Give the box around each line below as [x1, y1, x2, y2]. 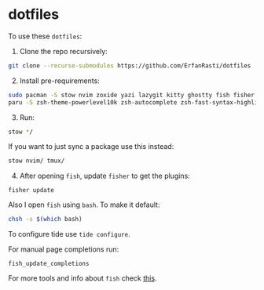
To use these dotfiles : [8, 31, 82, 41]
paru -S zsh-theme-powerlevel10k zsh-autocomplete [8, 98, 178, 107]
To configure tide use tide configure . [8, 230, 131, 239]
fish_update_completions [8, 260, 90, 268]
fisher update [8, 187, 55, 194]
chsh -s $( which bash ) [8, 216, 82, 223]
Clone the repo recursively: [19, 46, 108, 56]
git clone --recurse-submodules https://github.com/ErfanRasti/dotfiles [8, 61, 251, 70]
